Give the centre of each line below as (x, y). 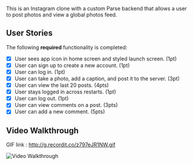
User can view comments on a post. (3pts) (66, 105)
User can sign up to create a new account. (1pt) (72, 65)
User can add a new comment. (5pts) (60, 112)
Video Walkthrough (42, 131)
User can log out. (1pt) (41, 99)
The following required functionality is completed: (67, 47)
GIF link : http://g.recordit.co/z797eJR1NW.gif (61, 145)
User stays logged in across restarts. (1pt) (65, 92)
